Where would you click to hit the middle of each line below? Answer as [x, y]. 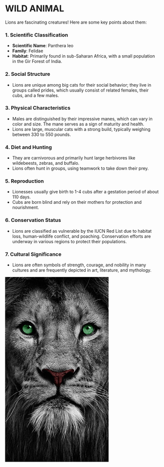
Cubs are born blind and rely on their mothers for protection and [77, 202]
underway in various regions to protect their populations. [70, 241]
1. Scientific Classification [37, 35]
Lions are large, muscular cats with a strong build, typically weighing [81, 129]
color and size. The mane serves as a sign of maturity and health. [78, 124]
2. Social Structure [28, 74]
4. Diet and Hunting [29, 147]
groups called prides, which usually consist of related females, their [80, 90]
